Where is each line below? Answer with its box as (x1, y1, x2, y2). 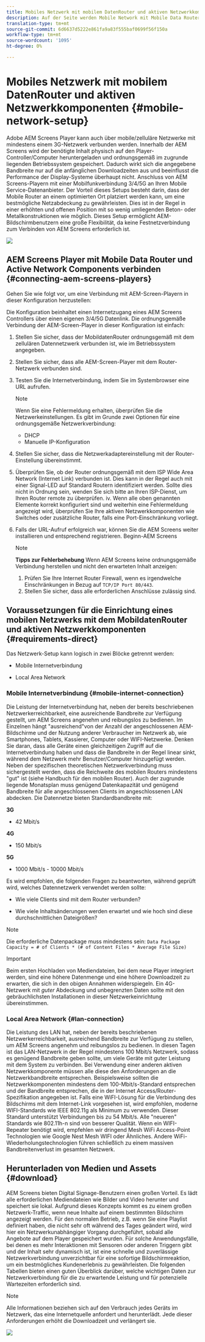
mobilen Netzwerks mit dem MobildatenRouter (6, 615, 188, 625)
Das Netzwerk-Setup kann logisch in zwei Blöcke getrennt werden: (6, 650, 175, 657)
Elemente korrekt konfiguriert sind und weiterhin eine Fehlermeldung (15, 500, 189, 508)
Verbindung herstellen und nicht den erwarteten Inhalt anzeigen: (15, 562, 178, 570)
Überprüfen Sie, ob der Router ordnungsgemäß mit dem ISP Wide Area (15, 468, 194, 475)
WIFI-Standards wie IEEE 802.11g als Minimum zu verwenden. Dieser (6, 1107, 179, 1114)
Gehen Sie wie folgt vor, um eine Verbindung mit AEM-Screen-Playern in (6, 290, 189, 297)
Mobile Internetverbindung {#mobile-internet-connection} (6, 689, 184, 698)
